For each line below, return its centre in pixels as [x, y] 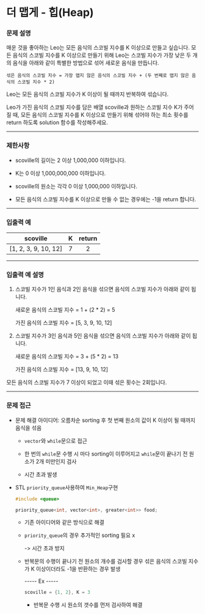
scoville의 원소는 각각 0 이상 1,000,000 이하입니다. [76, 186]
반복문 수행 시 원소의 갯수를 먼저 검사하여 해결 [88, 605]
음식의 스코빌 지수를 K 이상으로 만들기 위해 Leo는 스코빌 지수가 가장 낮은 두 [102, 55]
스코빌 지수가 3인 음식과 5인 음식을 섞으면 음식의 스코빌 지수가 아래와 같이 [103, 336]
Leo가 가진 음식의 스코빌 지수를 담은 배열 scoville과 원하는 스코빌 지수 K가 [95, 107]
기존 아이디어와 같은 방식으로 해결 [64, 522]
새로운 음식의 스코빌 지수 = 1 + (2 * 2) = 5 [65, 310]
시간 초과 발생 [41, 474]
